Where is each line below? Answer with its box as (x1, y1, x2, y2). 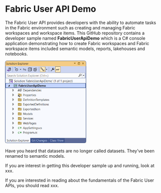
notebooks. (5, 50, 28, 57)
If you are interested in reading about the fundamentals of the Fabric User (5, 177, 155, 183)
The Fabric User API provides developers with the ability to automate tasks (5, 20, 156, 25)
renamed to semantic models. (5, 153, 65, 159)
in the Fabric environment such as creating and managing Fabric (5, 24, 135, 30)
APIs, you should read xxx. (5, 182, 59, 188)
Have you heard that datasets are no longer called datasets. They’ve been (5, 148, 155, 154)
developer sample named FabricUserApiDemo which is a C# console (5, 35, 146, 41)
